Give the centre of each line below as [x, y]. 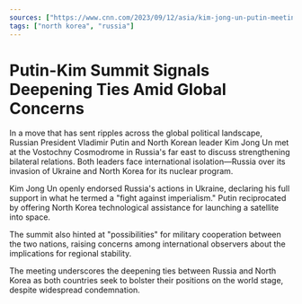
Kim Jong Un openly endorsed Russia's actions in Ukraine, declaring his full [150, 188]
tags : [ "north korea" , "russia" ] [72, 26]
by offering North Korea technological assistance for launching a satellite [144, 208]
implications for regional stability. [71, 254]
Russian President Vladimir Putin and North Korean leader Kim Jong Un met [149, 143]
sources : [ [30, 17]
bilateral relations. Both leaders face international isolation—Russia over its [147, 161]
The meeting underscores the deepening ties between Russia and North [143, 271]
